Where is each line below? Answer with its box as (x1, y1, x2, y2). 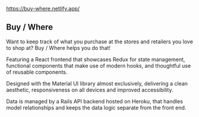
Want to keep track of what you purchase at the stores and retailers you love (6, 38, 193, 45)
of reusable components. (6, 68, 68, 75)
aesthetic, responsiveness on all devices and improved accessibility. (6, 86, 173, 93)
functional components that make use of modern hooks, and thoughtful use (6, 62, 191, 69)
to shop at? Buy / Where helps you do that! (6, 44, 111, 51)
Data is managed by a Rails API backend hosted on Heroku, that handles (6, 97, 183, 105)
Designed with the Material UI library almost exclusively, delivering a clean (6, 80, 188, 87)
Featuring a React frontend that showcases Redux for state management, (6, 56, 185, 63)
